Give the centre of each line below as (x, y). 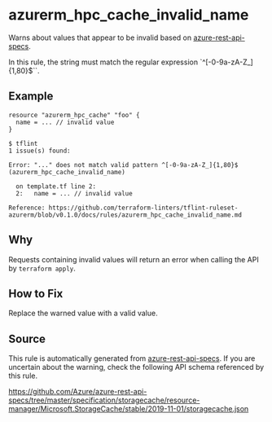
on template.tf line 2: (56, 186)
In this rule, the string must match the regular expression (103, 62)
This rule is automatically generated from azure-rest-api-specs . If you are (132, 358)
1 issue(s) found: (39, 151)
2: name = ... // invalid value (74, 193)
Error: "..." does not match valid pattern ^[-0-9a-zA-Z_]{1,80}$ (123, 165)
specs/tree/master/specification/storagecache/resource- (104, 400)
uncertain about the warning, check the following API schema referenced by (136, 367)
